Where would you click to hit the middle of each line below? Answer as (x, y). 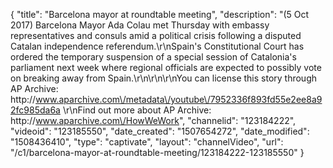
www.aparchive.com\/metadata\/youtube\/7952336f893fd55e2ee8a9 (179, 99)
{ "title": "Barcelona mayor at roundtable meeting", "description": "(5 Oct (160, 14)
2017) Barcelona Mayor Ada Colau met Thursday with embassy (140, 25)
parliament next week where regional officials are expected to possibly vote (166, 67)
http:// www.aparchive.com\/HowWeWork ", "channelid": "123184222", (153, 120)
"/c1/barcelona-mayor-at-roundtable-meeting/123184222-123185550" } (157, 152)
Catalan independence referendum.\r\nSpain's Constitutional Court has (157, 46)
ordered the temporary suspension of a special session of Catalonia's (153, 57)
